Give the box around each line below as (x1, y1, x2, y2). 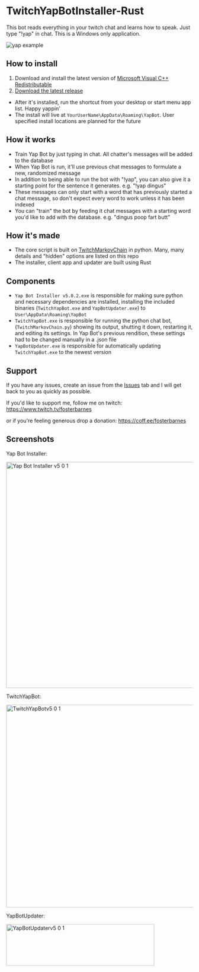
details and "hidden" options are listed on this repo (14, 253, 139, 260)
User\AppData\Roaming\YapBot (14, 312, 87, 318)
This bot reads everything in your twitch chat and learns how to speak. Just (6, 24, 191, 31)
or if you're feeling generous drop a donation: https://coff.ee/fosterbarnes (6, 417, 187, 424)
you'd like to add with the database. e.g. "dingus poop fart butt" (14, 213, 171, 221)
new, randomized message (14, 169, 81, 176)
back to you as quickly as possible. (6, 388, 92, 395)
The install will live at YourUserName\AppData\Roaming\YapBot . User (14, 111, 175, 118)
